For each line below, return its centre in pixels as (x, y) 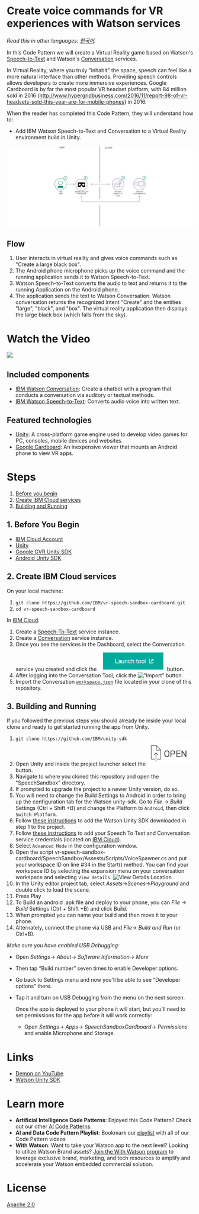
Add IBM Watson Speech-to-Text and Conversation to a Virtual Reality (101, 131)
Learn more (36, 1104)
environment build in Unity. (48, 137)
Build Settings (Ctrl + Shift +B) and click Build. (71, 909)
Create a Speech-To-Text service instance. (68, 632)
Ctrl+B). (25, 934)
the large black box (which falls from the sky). (71, 315)
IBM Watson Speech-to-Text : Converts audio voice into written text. (98, 402)
